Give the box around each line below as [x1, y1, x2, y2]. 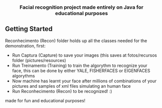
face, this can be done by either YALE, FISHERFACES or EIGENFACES [12, 67, 150, 74]
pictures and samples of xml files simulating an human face [12, 83, 131, 89]
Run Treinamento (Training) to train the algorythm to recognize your [12, 62, 147, 68]
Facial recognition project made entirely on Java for [19, 4, 144, 11]
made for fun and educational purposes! [5, 97, 86, 103]
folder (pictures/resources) [12, 57, 66, 63]
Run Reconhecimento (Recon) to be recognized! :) [12, 88, 113, 94]
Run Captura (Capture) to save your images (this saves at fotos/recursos [12, 52, 157, 58]
